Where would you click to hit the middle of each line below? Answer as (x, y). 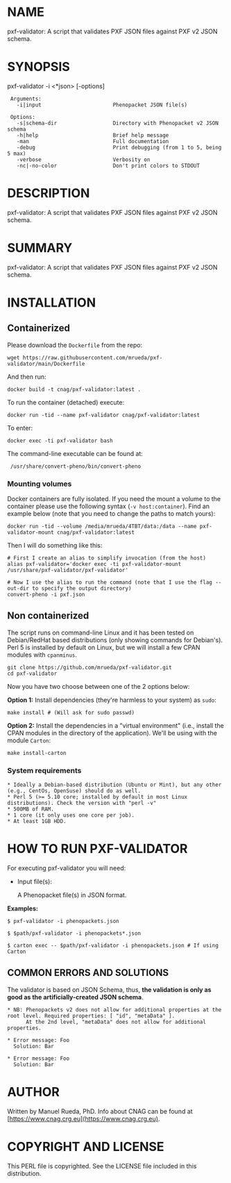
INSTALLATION (51, 302)
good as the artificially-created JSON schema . (75, 997)
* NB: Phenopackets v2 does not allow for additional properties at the (114, 1010)
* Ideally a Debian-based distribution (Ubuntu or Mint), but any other (114, 785)
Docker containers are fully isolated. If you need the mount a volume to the (114, 499)
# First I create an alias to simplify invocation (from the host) (107, 558)
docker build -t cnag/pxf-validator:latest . (74, 389)
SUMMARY (40, 248)
